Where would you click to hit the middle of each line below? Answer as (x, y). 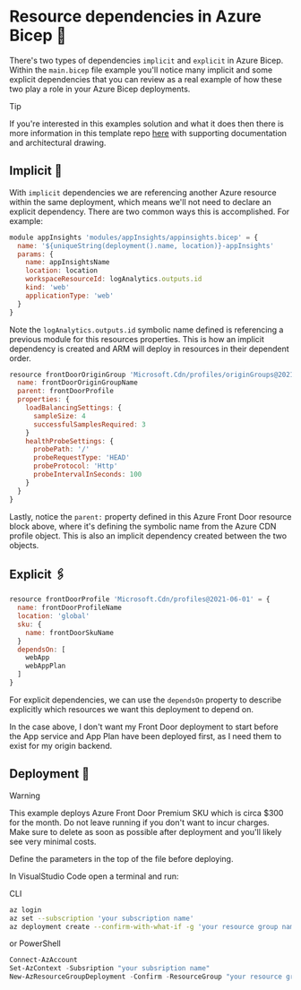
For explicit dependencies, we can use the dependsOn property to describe (146, 700)
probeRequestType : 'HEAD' (81, 458)
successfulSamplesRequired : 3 (89, 424)
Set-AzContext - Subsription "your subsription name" (110, 968)
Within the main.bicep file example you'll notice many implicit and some (141, 70)
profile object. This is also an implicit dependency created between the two (148, 536)
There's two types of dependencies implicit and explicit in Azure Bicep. (146, 60)
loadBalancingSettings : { (74, 408)
